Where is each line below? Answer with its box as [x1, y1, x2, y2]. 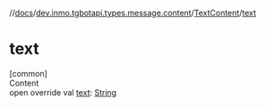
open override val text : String [9, 86, 117, 97]
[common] [9, 68, 47, 78]
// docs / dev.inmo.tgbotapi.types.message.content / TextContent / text [9, 8, 257, 18]
